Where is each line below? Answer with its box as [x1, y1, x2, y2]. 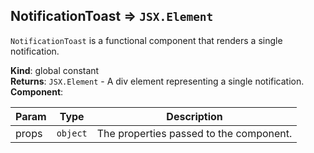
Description [166, 109, 223, 123]
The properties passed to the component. [96, 126, 293, 140]
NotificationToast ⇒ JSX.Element [10, 8, 214, 25]
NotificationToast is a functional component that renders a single [10, 34, 283, 46]
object [56, 127, 88, 139]
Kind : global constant [10, 64, 100, 76]
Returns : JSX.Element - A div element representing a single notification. [10, 75, 305, 87]
